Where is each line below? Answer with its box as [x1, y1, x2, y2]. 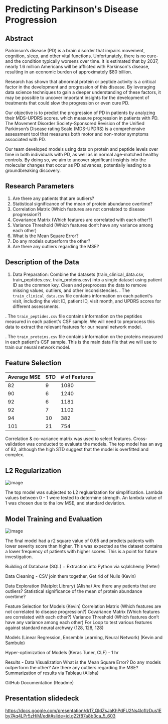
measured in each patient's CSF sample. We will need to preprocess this [5, 318, 155, 325]
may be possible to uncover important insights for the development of [5, 94, 149, 100]
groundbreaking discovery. [5, 167, 61, 173]
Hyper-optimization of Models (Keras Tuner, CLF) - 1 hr [5, 650, 119, 656]
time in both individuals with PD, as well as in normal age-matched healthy [5, 152, 159, 157]
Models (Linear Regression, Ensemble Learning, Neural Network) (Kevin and [5, 635, 163, 641]
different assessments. [12, 303, 60, 309]
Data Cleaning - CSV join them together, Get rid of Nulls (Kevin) [5, 573, 136, 579]
